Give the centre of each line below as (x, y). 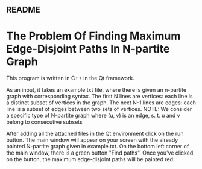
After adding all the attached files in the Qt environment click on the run (95, 134)
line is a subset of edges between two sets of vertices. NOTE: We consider (99, 109)
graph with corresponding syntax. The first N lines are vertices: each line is (99, 97)
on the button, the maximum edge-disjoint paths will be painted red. (90, 159)
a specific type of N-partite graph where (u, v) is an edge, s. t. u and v (93, 116)
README (23, 10)
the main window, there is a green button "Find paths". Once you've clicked (100, 153)
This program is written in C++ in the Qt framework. (70, 78)
